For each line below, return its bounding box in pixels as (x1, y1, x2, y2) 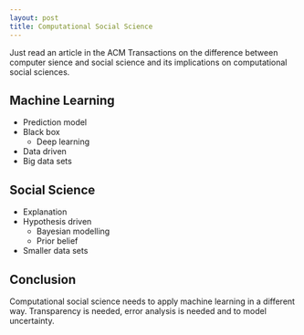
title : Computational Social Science (9, 22, 153, 31)
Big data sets (22, 156, 73, 167)
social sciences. (9, 66, 70, 78)
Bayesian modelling (36, 225, 110, 237)
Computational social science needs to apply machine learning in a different (9, 296, 295, 307)
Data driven (22, 146, 67, 157)
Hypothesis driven (22, 216, 92, 227)
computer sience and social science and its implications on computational (9, 57, 288, 68)
